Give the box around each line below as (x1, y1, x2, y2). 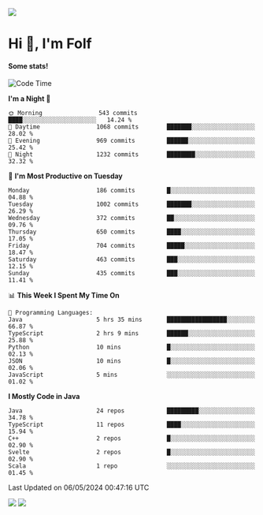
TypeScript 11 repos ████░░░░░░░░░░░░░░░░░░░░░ (8, 421, 256, 429)
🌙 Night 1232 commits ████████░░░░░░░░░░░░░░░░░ (8, 151, 256, 159)
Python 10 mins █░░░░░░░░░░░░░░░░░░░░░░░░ (8, 343, 256, 352)
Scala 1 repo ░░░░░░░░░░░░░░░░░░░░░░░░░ (8, 462, 256, 470)
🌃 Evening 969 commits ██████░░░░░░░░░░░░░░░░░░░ (8, 137, 256, 145)
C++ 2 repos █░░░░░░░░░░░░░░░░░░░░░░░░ (8, 435, 256, 442)
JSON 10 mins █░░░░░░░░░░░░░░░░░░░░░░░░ (8, 357, 256, 365)
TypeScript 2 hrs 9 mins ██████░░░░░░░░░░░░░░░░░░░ (8, 330, 256, 338)
